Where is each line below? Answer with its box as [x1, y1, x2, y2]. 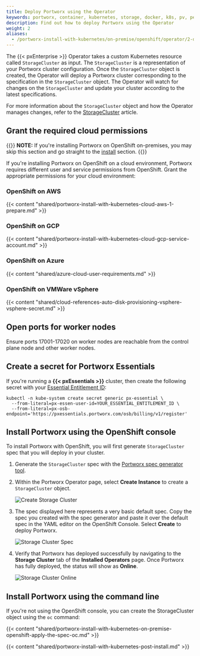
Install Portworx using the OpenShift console [6, 427, 176, 437]
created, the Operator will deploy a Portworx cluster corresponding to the [6, 72, 186, 79]
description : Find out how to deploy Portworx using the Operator [6, 20, 174, 26]
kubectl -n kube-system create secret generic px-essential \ [6, 395, 164, 401]
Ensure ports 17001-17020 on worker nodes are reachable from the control [6, 338, 189, 345]
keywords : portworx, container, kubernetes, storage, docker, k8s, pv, [6, 14, 187, 20]
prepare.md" [6, 207, 37, 214]
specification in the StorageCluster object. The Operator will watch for [6, 78, 179, 85]
